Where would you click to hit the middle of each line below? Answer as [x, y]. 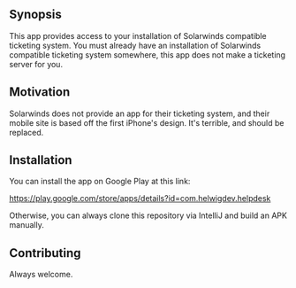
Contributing [45, 253]
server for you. [36, 64]
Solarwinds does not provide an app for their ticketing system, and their [140, 113]
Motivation [40, 92]
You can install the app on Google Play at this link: [100, 182]
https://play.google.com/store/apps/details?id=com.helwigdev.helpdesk [140, 198]
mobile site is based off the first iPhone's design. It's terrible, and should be [147, 122]
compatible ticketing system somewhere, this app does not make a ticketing [147, 54]
